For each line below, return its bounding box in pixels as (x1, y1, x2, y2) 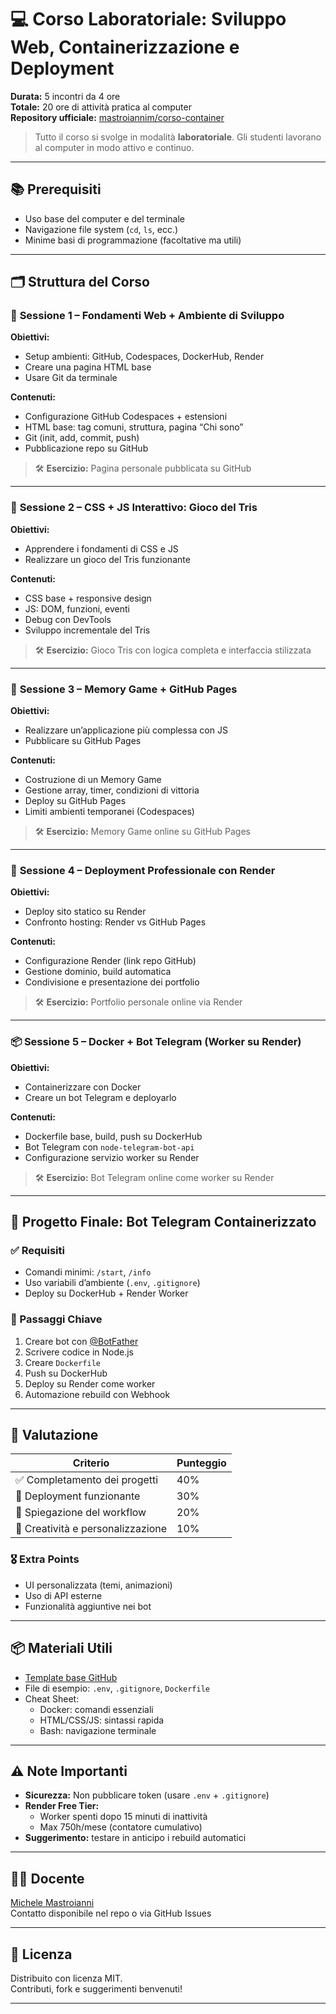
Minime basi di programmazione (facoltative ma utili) (24, 234, 242, 246)
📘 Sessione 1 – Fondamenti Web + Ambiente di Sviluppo (10, 309, 285, 323)
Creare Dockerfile (24, 1356, 101, 1368)
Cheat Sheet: (24, 1692, 80, 1705)
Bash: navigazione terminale (39, 1724, 157, 1736)
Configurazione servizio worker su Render (24, 1151, 200, 1163)
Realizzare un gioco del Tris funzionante (24, 553, 191, 565)
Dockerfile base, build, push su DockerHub (24, 1130, 203, 1142)
